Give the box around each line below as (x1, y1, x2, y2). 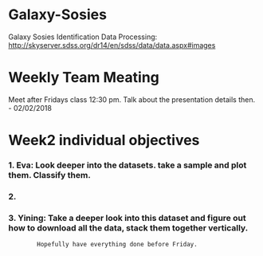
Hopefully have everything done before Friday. (37, 241, 198, 249)
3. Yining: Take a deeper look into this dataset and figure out (8, 212, 246, 223)
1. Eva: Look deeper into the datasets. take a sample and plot (8, 160, 247, 171)
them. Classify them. (8, 169, 92, 180)
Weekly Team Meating (8, 69, 159, 87)
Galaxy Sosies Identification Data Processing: (8, 32, 158, 41)
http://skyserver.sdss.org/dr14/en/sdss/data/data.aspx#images (8, 40, 216, 49)
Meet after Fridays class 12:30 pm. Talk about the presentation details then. (8, 94, 256, 104)
